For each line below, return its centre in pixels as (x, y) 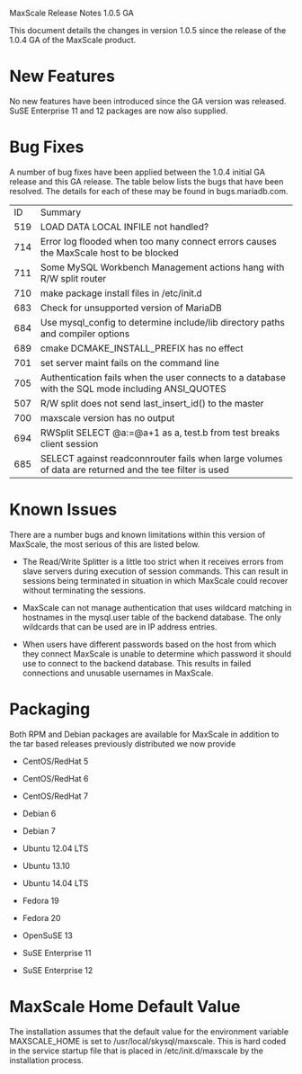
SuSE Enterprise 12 (58, 970)
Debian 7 (39, 830)
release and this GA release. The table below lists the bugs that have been (147, 181)
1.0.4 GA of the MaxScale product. (73, 40)
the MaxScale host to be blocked (110, 253)
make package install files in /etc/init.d (121, 293)
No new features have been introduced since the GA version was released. (148, 101)
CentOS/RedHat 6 (55, 778)
